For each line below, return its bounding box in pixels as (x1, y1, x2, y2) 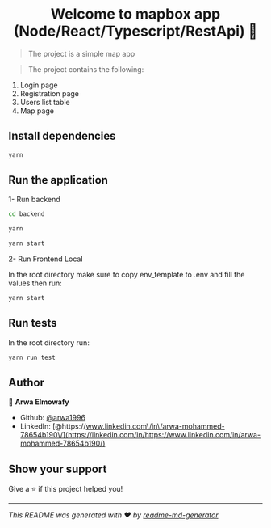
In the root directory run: (8, 337, 90, 348)
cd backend (8, 210, 45, 218)
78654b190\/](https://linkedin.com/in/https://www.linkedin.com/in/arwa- (19, 430, 261, 440)
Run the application (8, 173, 109, 187)
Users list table (19, 97, 70, 107)
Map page (19, 106, 55, 116)
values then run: (8, 278, 62, 288)
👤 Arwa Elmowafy (8, 397, 70, 407)
